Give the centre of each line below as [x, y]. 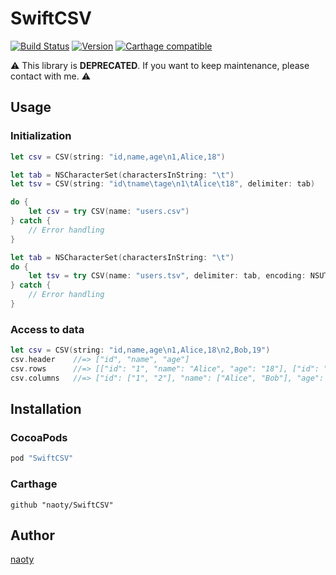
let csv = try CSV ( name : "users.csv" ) [109, 212]
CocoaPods [39, 437]
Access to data [47, 329]
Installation [46, 409]
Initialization [41, 136]
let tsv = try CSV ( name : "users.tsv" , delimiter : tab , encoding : [167, 276]
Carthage [34, 484]
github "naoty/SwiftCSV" [62, 505]
